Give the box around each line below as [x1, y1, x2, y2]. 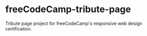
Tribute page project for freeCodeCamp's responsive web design [5, 20, 142, 26]
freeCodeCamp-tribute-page [5, 4, 131, 15]
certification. [5, 25, 32, 31]
